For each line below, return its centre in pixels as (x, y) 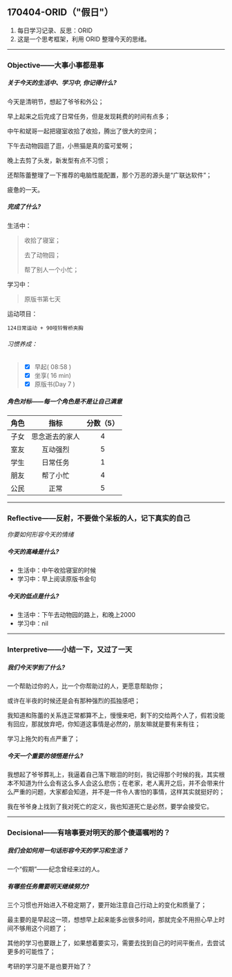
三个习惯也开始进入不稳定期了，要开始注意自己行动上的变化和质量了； (107, 904)
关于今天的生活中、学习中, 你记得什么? (62, 83)
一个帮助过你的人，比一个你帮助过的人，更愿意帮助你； (86, 686)
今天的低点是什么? (33, 596)
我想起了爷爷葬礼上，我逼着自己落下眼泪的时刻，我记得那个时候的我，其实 (113, 775)
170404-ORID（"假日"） (60, 12)
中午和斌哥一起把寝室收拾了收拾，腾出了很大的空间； (83, 131)
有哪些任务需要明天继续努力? (48, 886)
